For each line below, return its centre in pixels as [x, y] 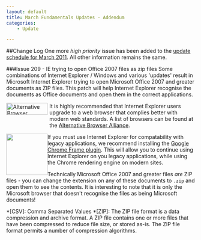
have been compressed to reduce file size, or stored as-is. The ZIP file [93, 224]
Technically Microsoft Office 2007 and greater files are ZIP [120, 174]
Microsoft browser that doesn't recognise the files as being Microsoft [92, 194]
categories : [21, 23]
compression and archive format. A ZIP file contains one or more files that [97, 218]
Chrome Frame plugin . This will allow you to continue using [121, 150]
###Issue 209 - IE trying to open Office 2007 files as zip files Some [89, 69]
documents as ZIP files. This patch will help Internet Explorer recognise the [99, 88]
